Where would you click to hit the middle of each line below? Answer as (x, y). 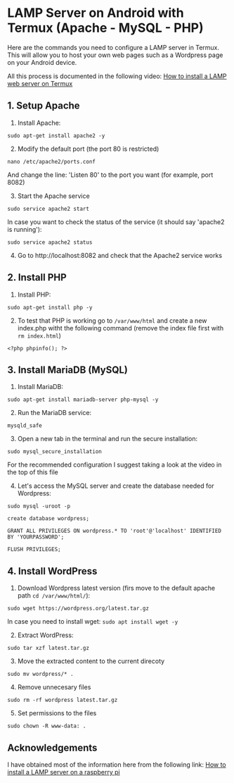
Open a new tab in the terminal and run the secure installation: (108, 439)
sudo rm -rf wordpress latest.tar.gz (63, 700)
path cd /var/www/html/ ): (54, 596)
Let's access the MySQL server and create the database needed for (116, 486)
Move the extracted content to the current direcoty (91, 661)
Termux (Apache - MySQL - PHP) (105, 28)
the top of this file (33, 472)
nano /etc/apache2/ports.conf (52, 161)
